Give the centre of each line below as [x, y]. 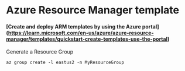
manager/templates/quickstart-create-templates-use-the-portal [87, 39]
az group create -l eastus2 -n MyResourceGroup [65, 63]
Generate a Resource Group [40, 52]
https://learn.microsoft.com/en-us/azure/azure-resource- [81, 33]
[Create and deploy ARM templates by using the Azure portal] [83, 26]
